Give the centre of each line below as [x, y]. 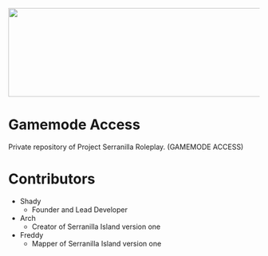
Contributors [52, 179]
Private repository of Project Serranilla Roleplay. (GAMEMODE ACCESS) [126, 147]
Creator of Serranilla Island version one [96, 226]
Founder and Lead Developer [79, 209]
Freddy [32, 234]
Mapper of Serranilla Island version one [97, 243]
